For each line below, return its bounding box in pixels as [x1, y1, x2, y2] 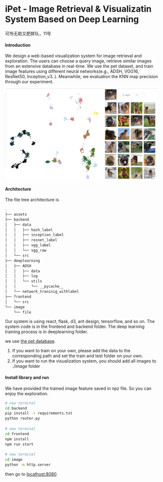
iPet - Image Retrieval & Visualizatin [5, 3, 152, 15]
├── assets [5, 212, 27, 217]
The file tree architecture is [5, 197, 59, 203]
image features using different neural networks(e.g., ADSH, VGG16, [5, 68, 139, 74]
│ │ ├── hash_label [5, 227, 53, 232]
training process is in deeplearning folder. [5, 329, 88, 335]
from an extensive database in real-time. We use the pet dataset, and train [5, 63, 154, 69]
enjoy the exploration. [5, 390, 49, 396]
